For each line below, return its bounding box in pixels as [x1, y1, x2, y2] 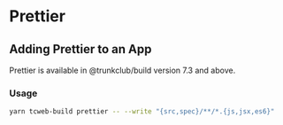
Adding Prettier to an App [9, 42, 152, 57]
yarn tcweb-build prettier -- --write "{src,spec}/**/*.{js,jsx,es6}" [9, 107, 275, 116]
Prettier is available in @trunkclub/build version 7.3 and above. [9, 65, 236, 75]
